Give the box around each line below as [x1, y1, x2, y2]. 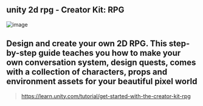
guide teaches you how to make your [38, 48, 181, 58]
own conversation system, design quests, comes [6, 58, 196, 68]
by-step [6, 48, 37, 58]
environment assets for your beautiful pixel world [6, 76, 198, 87]
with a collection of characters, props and [6, 67, 168, 78]
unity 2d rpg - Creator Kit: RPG [6, 5, 125, 15]
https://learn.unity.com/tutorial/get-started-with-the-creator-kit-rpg [21, 92, 191, 99]
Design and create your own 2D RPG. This [6, 39, 167, 49]
